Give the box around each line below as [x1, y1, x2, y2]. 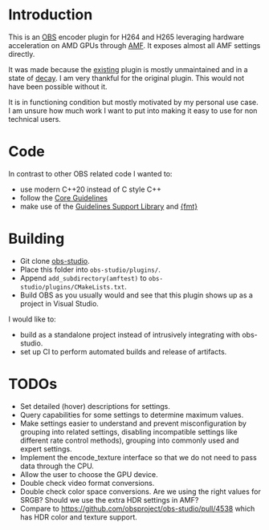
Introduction [8, 6, 93, 24]
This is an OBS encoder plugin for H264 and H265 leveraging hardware [8, 32, 245, 42]
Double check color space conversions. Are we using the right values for [19, 487, 261, 496]
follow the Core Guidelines [19, 192, 108, 202]
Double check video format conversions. [19, 478, 155, 488]
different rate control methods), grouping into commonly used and [19, 435, 239, 445]
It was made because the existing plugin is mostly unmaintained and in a [8, 64, 248, 74]
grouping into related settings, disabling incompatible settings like [19, 427, 238, 436]
